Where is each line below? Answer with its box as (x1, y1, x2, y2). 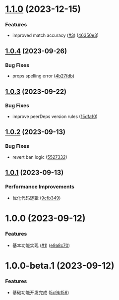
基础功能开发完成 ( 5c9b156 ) (12, 290, 69, 296)
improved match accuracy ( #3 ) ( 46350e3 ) (12, 32, 99, 38)
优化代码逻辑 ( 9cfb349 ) (12, 195, 61, 201)
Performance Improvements (5, 183, 75, 190)
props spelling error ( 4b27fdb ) (12, 73, 75, 79)
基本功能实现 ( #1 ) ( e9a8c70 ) (12, 242, 70, 248)
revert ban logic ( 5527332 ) (12, 154, 67, 160)
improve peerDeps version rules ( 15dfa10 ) (12, 113, 98, 120)
